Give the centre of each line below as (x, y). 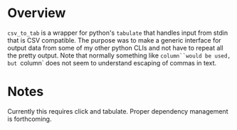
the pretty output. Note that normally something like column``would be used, (119, 55)
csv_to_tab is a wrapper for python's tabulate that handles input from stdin (118, 33)
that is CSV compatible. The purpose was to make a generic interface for (115, 40)
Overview (37, 13)
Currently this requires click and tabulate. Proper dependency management (118, 111)
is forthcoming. (30, 119)
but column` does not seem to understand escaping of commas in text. (112, 63)
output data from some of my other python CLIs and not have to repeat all (115, 48)
